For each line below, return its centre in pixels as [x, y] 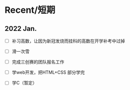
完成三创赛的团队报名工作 [38, 62]
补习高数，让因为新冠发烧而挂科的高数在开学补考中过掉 [68, 41]
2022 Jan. [21, 28]
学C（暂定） [25, 83]
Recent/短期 [30, 10]
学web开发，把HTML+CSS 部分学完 [48, 72]
